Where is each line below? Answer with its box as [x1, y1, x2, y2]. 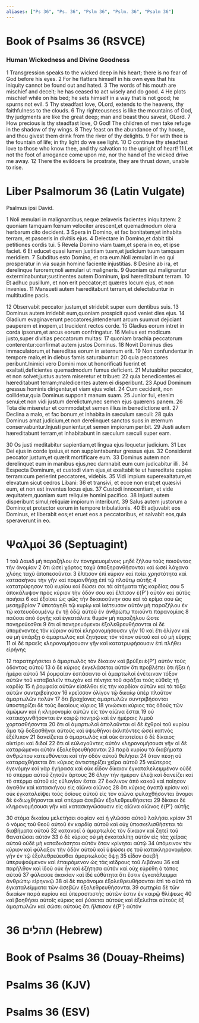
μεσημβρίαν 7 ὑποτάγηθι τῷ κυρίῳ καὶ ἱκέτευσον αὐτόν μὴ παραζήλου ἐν [6, 601, 188, 608]
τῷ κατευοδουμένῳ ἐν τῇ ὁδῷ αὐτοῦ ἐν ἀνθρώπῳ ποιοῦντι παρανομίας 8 [6, 608, 189, 615]
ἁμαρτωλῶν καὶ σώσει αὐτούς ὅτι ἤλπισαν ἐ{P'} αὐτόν [6, 902, 141, 910]
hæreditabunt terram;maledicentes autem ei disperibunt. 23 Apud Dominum [6, 379, 192, 387]
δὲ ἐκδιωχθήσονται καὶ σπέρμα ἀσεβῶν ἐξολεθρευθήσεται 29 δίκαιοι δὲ [6, 796, 186, 804]
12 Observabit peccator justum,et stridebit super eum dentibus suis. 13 [6, 303, 179, 310]
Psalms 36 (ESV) [6, 1005, 90, 1019]
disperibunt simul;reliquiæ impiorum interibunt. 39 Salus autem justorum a [6, 498, 187, 506]
